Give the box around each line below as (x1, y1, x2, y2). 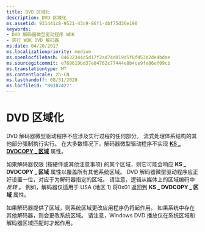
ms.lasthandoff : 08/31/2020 (6, 77, 78, 83)
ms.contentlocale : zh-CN (6, 71, 70, 78)
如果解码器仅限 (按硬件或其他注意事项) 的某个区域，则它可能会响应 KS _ (6, 160, 187, 168)
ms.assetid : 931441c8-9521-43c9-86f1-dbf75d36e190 (6, 20, 138, 26)
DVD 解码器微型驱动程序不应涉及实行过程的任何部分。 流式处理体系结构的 (6, 132, 192, 139)
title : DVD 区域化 (6, 9, 51, 15)
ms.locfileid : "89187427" (6, 83, 72, 89)
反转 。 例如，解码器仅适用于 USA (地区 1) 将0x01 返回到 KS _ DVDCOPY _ (6, 183, 192, 190)
